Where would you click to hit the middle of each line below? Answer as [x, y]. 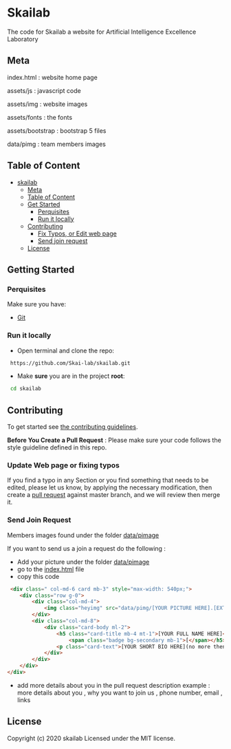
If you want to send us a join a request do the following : [87, 548]
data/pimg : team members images [57, 144]
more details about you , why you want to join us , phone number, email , [120, 693]
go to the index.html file [51, 569]
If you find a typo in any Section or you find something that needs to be [108, 481]
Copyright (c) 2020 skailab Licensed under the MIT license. [91, 738]
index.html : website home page [52, 77]
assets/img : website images [47, 104]
